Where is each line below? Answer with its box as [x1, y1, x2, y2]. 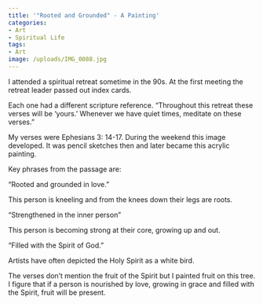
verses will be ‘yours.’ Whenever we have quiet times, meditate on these [8, 108, 242, 118]
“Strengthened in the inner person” [8, 210, 122, 219]
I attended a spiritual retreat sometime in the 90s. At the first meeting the [8, 76, 243, 86]
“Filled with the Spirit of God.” [8, 241, 104, 250]
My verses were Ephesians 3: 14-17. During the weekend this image [8, 132, 226, 141]
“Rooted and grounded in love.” [8, 179, 110, 189]
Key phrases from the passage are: [8, 164, 122, 174]
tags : [8, 41, 26, 49]
